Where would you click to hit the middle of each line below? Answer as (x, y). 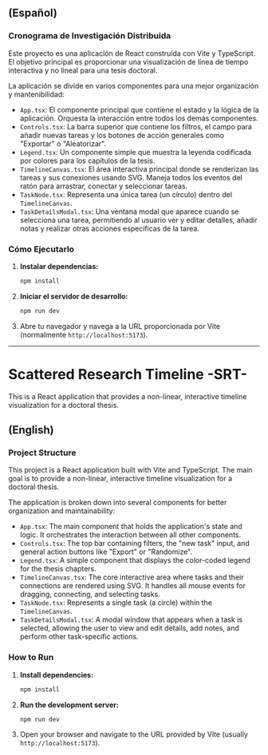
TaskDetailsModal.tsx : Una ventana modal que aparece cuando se (129, 211)
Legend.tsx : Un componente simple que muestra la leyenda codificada (135, 152)
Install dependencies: (57, 674)
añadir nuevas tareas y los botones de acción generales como (122, 135)
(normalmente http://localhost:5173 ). (84, 334)
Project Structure (42, 453)
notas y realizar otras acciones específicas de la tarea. (109, 228)
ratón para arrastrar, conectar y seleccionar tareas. (104, 186)
